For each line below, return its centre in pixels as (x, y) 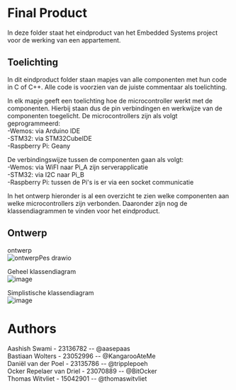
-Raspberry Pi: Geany (39, 146)
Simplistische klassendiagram (51, 292)
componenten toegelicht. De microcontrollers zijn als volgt (92, 115)
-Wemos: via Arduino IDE (44, 131)
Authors (32, 329)
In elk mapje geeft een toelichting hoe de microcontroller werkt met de (110, 101)
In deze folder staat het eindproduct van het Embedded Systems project (113, 33)
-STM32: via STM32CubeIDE (50, 138)
